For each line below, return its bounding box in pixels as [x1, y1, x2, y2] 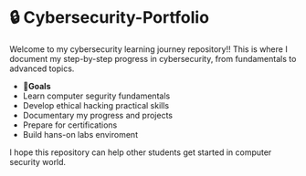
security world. [9, 156, 67, 167]
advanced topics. [9, 63, 75, 74]
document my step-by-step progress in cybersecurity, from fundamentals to [9, 53, 297, 64]
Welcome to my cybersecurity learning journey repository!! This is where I [9, 43, 288, 55]
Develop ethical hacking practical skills [22, 99, 170, 110]
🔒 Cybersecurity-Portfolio [9, 7, 210, 28]
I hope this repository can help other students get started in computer [9, 147, 272, 158]
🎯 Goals [22, 80, 51, 91]
